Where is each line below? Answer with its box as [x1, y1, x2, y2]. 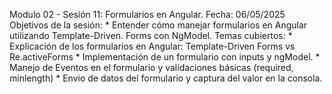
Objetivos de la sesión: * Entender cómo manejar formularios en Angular [9, 19, 308, 31]
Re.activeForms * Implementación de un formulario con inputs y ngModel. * [9, 51, 321, 63]
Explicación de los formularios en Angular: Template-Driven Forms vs [9, 40, 296, 52]
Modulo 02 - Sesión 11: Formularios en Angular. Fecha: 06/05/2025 [9, 9, 286, 20]
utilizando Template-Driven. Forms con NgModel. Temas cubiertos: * [9, 30, 293, 41]
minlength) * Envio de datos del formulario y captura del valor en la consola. [9, 72, 323, 84]
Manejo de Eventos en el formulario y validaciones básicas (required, [9, 62, 294, 73]
